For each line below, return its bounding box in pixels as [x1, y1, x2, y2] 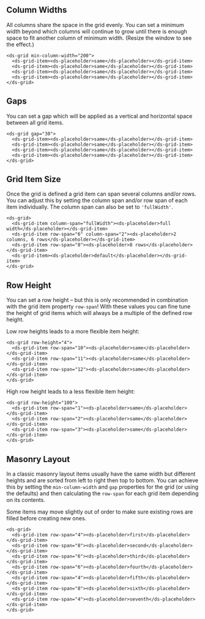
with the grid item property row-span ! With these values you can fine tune [6, 303, 191, 310]
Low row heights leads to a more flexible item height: [6, 328, 140, 335]
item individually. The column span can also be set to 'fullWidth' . [6, 203, 173, 211]
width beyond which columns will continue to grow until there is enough [6, 28, 188, 35]
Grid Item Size [6, 174, 61, 184]
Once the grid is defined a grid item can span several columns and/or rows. [6, 190, 196, 198]
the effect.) [6, 40, 35, 48]
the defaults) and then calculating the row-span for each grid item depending [6, 490, 199, 497]
